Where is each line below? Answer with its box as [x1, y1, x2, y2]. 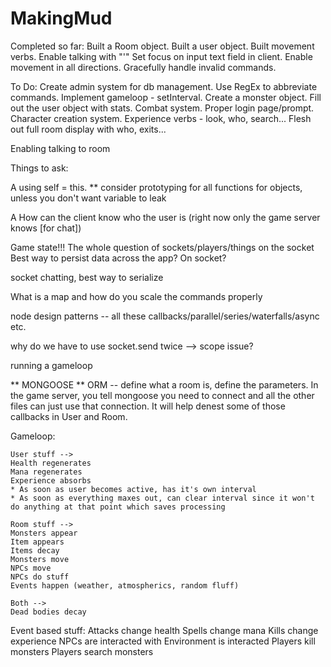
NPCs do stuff [10, 572, 70, 582]
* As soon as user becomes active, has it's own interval [10, 484, 257, 494]
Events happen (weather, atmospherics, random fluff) [10, 580, 240, 591]
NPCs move [10, 563, 52, 573]
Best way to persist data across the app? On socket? [10, 252, 227, 264]
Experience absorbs [10, 475, 92, 486]
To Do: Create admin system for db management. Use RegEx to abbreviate [10, 80, 318, 92]
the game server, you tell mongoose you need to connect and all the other [10, 389, 315, 401]
